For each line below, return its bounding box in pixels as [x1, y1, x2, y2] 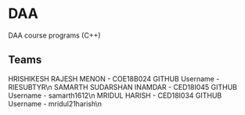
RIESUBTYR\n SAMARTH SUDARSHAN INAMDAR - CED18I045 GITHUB [8, 82, 237, 92]
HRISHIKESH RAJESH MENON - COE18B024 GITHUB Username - [8, 74, 220, 83]
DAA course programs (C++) [8, 31, 101, 40]
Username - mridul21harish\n [8, 99, 103, 108]
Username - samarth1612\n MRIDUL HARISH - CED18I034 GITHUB [8, 91, 222, 100]
